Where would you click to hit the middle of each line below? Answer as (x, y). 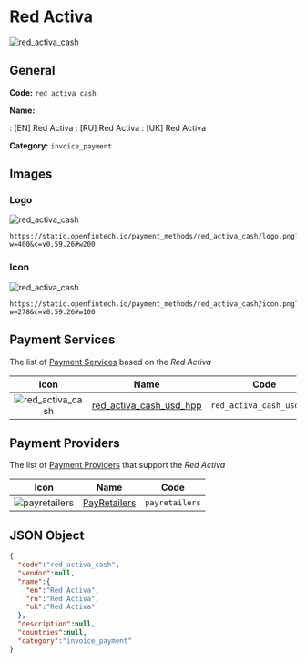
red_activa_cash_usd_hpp (147, 405)
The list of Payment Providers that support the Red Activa (117, 465)
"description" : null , (56, 624)
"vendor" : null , (46, 573)
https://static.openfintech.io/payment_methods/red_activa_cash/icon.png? (154, 304)
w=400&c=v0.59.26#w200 (52, 244)
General (33, 71)
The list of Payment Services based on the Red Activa (111, 362)
